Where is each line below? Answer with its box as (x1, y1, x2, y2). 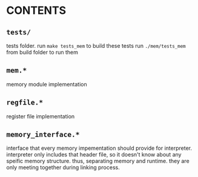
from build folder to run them (6, 49, 79, 56)
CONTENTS (6, 4, 67, 18)
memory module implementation (6, 80, 88, 88)
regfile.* (6, 98, 44, 107)
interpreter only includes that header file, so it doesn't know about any (6, 151, 182, 158)
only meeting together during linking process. (6, 164, 120, 171)
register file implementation (6, 112, 75, 120)
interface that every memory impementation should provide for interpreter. (6, 144, 193, 152)
